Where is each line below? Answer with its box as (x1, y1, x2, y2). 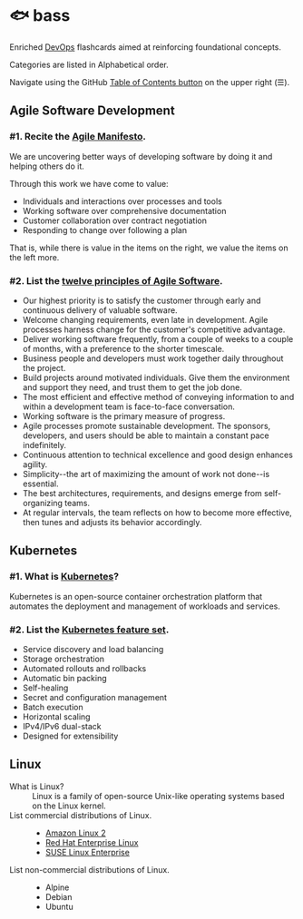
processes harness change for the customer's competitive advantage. (22, 324, 286, 335)
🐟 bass (9, 5, 71, 26)
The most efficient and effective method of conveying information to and (22, 391, 295, 402)
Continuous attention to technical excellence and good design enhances (22, 449, 293, 460)
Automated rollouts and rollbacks (22, 662, 147, 674)
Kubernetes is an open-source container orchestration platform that (9, 591, 263, 601)
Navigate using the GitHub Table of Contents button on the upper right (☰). (9, 76, 290, 87)
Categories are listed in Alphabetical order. (9, 59, 170, 70)
